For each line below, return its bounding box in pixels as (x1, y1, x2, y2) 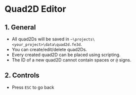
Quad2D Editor (4, 3, 66, 15)
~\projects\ (70, 37, 95, 42)
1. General (4, 23, 36, 32)
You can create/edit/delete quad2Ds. (11, 47, 87, 52)
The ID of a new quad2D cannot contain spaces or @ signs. (11, 57, 132, 63)
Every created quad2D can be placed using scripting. (11, 52, 121, 58)
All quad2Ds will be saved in (11, 36, 70, 42)
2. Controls (4, 71, 40, 80)
